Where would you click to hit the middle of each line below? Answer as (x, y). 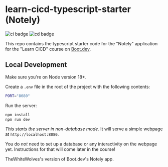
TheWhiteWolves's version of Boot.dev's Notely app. (59, 159)
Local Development (36, 65)
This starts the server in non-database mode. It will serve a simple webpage (84, 129)
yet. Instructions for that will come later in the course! (60, 149)
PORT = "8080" (18, 96)
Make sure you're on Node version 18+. (46, 77)
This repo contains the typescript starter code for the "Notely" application (81, 43)
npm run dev (18, 119)
